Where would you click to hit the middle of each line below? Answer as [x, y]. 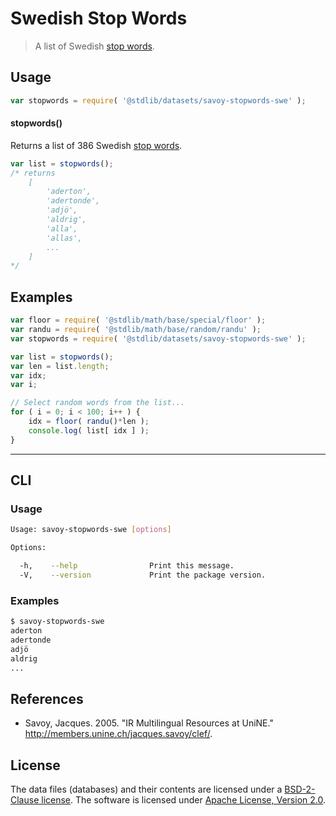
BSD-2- [300, 789]
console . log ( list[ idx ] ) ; [89, 430]
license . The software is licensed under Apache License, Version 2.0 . [183, 800]
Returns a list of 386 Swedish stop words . [96, 145]
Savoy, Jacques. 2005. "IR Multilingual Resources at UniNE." [149, 723]
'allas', [64, 238]
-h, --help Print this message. [127, 566]
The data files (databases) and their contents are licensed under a [146, 789]
